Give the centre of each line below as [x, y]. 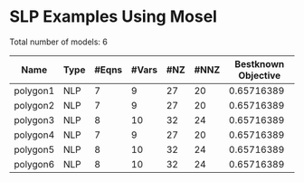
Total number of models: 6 [59, 42]
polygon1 [34, 91]
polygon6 [34, 164]
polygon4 [34, 135]
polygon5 [34, 149]
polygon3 [34, 120]
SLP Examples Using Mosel [113, 17]
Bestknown [260, 63]
